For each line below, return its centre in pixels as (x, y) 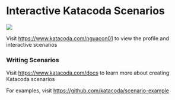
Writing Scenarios (33, 60)
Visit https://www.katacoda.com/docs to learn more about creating (88, 73)
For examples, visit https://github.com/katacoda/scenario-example (87, 91)
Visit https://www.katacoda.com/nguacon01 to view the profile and (88, 38)
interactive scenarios (32, 44)
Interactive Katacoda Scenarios (85, 11)
